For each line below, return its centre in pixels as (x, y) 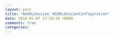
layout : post (18, 9)
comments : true (21, 23)
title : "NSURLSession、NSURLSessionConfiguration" (57, 14)
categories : (17, 27)
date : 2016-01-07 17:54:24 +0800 (39, 18)
